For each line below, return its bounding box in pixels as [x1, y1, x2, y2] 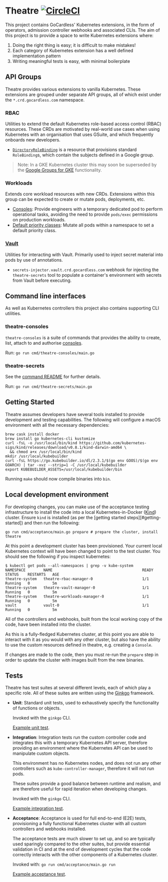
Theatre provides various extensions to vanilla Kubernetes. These [5, 86, 141, 92]
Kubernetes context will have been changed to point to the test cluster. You [5, 548, 160, 554]
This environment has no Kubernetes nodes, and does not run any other [12, 760, 161, 766]
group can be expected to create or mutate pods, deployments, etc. [5, 196, 145, 202]
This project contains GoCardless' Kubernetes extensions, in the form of [5, 22, 154, 28]
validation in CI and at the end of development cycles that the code [12, 846, 151, 852]
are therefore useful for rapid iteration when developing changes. [12, 786, 148, 792]
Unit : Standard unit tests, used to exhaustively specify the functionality [12, 700, 159, 706]
